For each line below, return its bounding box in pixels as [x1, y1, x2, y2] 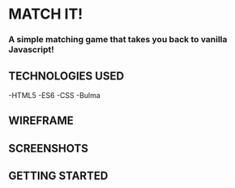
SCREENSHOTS [8, 141, 89, 155]
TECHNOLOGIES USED [8, 69, 124, 83]
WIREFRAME [8, 114, 75, 128]
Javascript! [8, 44, 54, 55]
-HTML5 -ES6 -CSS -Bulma [8, 90, 101, 100]
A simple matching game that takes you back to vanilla [8, 34, 228, 45]
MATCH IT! [8, 5, 83, 23]
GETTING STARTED [8, 169, 109, 183]
